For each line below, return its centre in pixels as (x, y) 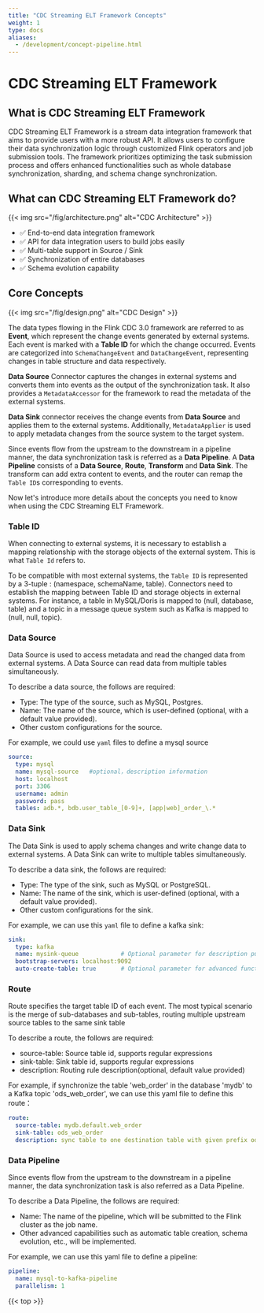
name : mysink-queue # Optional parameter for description (131, 954)
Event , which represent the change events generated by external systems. (129, 336)
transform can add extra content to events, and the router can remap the (126, 474)
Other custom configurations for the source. (91, 727)
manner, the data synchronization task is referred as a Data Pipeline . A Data (132, 457)
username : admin (42, 794)
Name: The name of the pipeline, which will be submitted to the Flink (130, 1216)
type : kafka (35, 947)
